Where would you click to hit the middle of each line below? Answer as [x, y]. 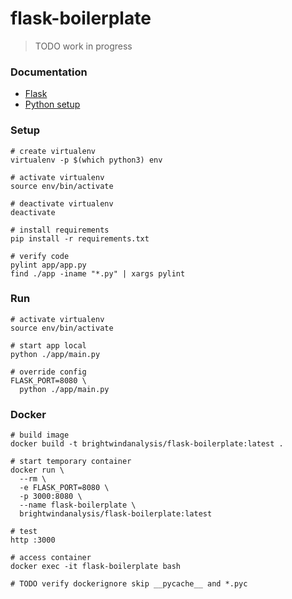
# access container [51, 558]
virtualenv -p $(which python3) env [86, 160]
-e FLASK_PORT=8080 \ [64, 488]
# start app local [48, 345]
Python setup [52, 104]
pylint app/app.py [48, 265]
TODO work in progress [83, 46]
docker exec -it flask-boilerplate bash [96, 567]
